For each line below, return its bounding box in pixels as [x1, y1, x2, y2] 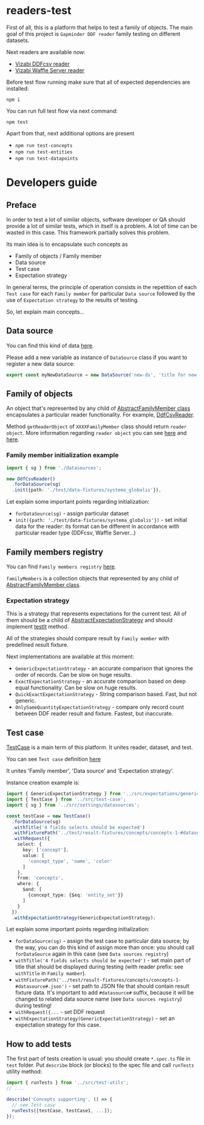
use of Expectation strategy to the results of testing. [6, 296, 139, 304]
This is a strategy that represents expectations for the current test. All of [6, 610, 187, 617]
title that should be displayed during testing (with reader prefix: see [15, 963, 183, 971]
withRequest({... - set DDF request [15, 1008, 105, 1016]
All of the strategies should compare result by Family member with [6, 635, 169, 642]
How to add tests [6, 1039, 72, 1049]
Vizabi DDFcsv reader [15, 60, 70, 67]
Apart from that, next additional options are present [6, 129, 135, 137]
